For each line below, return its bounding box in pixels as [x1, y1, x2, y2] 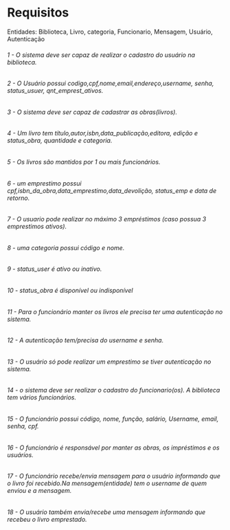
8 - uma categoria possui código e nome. [7, 243, 125, 252]
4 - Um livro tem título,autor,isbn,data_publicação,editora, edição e [7, 129, 198, 137]
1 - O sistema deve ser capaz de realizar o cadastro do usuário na [7, 50, 196, 59]
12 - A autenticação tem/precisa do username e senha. [7, 336, 164, 344]
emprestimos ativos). [7, 222, 67, 231]
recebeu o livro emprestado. [7, 515, 87, 523]
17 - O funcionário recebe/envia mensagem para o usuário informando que [7, 472, 221, 481]
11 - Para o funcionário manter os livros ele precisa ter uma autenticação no [7, 307, 223, 316]
